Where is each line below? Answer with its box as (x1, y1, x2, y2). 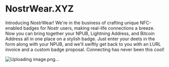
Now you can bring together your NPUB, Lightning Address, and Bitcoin (5, 30, 155, 36)
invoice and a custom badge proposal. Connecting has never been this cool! (5, 46, 165, 52)
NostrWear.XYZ (5, 3, 74, 15)
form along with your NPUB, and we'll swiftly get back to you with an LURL (5, 41, 161, 47)
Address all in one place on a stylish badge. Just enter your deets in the (5, 36, 155, 42)
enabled (5, 25, 22, 31)
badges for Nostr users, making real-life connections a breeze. (23, 25, 155, 31)
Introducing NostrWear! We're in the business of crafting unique (5, 20, 139, 26)
